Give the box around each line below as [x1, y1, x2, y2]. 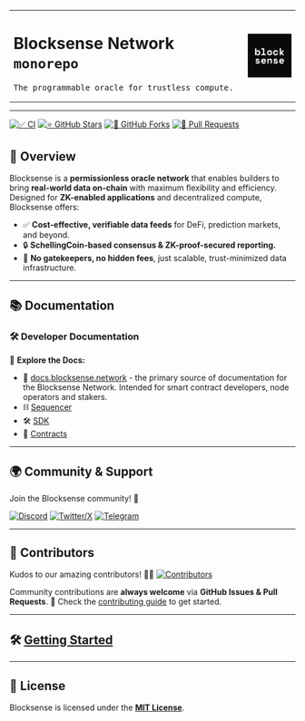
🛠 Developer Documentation [9, 330, 140, 343]
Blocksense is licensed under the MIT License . [9, 702, 185, 713]
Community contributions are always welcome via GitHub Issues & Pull [9, 587, 279, 598]
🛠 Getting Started [9, 632, 113, 648]
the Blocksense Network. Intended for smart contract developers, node [22, 382, 290, 393]
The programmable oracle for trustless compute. [13, 83, 234, 93]
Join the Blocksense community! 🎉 [9, 492, 139, 503]
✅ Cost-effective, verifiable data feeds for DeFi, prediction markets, [22, 219, 281, 229]
